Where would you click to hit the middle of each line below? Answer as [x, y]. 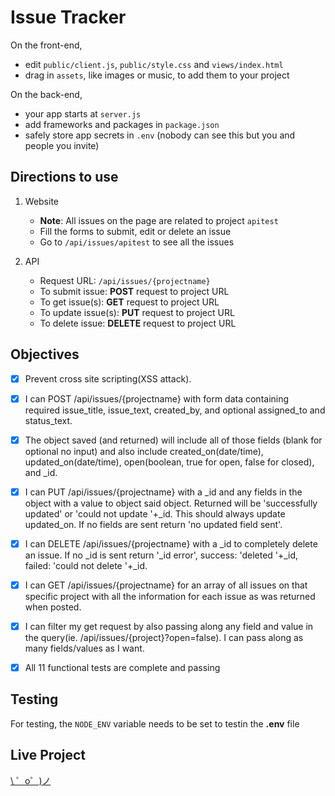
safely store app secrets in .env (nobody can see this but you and [160, 135]
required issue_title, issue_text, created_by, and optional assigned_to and [175, 410]
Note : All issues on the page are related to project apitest [159, 220]
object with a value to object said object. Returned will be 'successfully [171, 503]
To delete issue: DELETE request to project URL [138, 323]
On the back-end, [46, 94]
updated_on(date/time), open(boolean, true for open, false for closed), [169, 462]
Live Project [48, 755]
